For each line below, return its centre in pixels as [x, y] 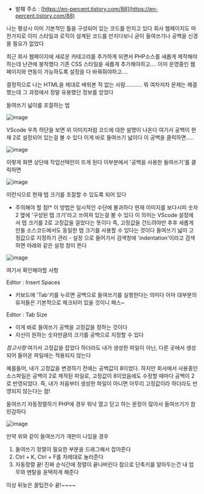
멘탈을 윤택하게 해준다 [53, 472]
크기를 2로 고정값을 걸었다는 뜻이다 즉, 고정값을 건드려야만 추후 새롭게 [111, 223]
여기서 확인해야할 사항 [33, 270]
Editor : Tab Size [27, 315]
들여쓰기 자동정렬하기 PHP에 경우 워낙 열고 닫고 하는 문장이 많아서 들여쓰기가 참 [101, 404]
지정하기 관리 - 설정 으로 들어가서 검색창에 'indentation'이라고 [110, 238]
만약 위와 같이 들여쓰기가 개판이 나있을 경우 [58, 436]
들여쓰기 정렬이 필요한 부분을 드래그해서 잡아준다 [73, 449]
